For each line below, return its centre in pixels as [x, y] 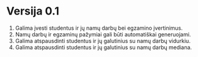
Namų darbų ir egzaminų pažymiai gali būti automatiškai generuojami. [103, 34]
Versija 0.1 [33, 11]
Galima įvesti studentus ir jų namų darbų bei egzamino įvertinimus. [99, 28]
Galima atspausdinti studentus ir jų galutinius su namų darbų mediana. [104, 47]
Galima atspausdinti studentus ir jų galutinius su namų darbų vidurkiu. [103, 41]
